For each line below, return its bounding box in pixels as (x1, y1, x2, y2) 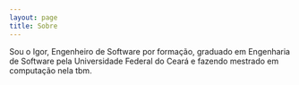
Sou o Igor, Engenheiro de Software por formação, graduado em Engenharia (9, 46, 291, 56)
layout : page (9, 13, 58, 22)
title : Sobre (9, 21, 58, 30)
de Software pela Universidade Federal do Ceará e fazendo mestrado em (9, 55, 279, 66)
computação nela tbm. (9, 64, 92, 76)
